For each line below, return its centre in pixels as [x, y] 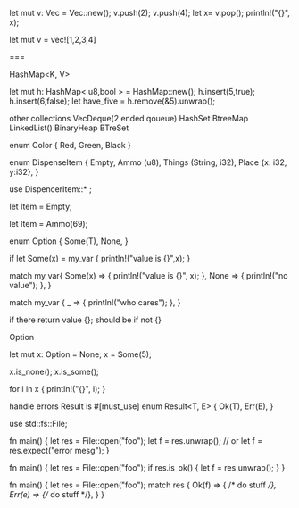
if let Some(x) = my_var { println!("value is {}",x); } [100, 258]
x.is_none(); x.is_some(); [54, 371]
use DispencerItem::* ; [50, 189]
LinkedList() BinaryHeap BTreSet [69, 128]
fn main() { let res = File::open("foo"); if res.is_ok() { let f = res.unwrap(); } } [147, 467]
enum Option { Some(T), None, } [69, 241]
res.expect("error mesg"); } [59, 450]
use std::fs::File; [38, 424]
